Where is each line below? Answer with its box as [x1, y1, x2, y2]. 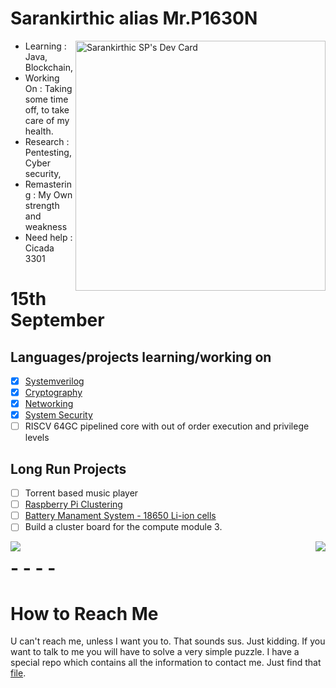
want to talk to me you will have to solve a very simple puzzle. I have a [10, 646, 300, 658]
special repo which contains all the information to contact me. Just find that [10, 657, 322, 669]
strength [24, 199, 60, 211]
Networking [24, 398, 74, 410]
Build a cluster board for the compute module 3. [24, 521, 223, 533]
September [10, 309, 105, 332]
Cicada [24, 242, 55, 254]
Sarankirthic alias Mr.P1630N [10, 7, 258, 30]
